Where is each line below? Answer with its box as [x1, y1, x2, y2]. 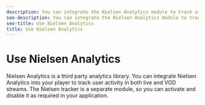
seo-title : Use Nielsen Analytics [6, 20, 95, 26]
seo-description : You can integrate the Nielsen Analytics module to [6, 15, 187, 21]
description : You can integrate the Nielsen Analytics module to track [6, 9, 192, 15]
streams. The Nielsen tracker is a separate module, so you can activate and [6, 85, 196, 93]
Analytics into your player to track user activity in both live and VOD [6, 79, 176, 86]
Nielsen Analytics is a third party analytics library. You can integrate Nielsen [6, 73, 197, 80]
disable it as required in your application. [6, 92, 109, 100]
